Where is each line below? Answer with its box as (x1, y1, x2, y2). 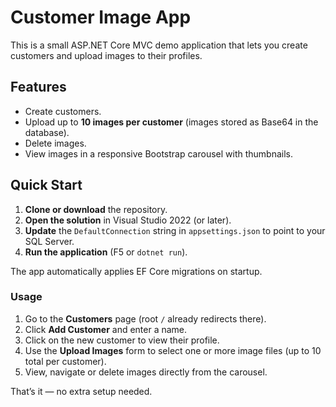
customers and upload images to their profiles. (10, 49, 203, 61)
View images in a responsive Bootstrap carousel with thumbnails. (24, 147, 293, 160)
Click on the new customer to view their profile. (24, 334, 220, 346)
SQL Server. (24, 235, 75, 247)
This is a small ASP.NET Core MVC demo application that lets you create (10, 39, 308, 51)
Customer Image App (10, 6, 192, 29)
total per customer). (24, 355, 107, 367)
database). (24, 126, 70, 138)
